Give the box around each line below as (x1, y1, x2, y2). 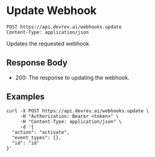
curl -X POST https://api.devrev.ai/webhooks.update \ (6, 108, 149, 114)
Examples (6, 92, 45, 102)
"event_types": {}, (12, 134, 62, 141)
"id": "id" (12, 140, 40, 146)
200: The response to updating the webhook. (15, 74, 130, 81)
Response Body (6, 57, 68, 68)
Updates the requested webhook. (6, 40, 91, 47)
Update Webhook (6, 4, 97, 18)
